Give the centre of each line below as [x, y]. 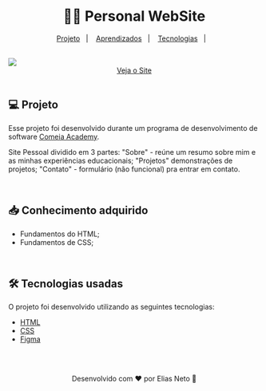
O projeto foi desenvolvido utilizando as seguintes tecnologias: [111, 307]
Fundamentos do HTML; [60, 234]
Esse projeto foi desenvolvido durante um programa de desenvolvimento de [133, 128]
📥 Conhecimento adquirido [78, 211]
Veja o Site [134, 70]
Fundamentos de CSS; [57, 242]
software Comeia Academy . [54, 136]
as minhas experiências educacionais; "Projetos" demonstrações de [121, 160]
